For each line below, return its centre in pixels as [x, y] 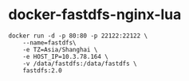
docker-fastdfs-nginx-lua [95, 15]
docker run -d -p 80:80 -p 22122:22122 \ [78, 36]
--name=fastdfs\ [50, 42]
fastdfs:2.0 [42, 70]
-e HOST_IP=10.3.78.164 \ [66, 56]
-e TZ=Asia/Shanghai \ [60, 49]
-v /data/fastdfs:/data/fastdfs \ [80, 64]
